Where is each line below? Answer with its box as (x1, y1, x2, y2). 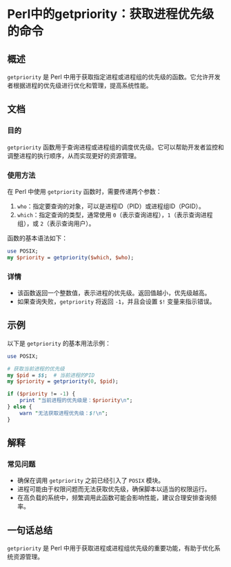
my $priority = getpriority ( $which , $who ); (7, 254, 134, 261)
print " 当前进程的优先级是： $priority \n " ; (19, 397, 133, 404)
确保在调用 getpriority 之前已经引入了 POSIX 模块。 (17, 477, 165, 485)
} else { (7, 404, 32, 410)
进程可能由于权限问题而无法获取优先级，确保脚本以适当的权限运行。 (17, 485, 211, 493)
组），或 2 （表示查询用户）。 (17, 219, 95, 228)
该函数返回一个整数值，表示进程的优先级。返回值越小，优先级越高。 (17, 289, 211, 297)
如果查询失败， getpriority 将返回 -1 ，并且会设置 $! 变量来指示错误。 (17, 297, 216, 306)
